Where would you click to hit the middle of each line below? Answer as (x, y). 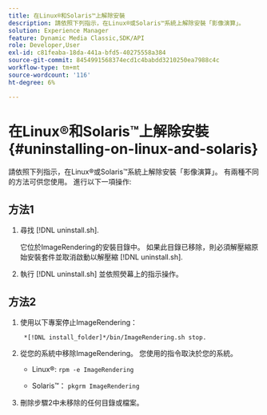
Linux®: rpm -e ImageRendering (83, 370)
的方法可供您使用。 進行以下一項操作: (70, 182)
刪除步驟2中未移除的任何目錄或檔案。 (82, 403)
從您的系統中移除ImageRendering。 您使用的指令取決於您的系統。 (128, 354)
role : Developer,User (44, 45)
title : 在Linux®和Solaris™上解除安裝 (67, 16)
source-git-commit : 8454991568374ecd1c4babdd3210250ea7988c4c (114, 61)
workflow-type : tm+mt (44, 68)
